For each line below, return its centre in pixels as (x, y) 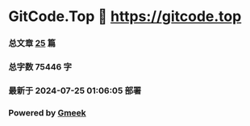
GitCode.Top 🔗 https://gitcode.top (125, 17)
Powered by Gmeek (47, 112)
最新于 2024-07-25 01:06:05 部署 (75, 90)
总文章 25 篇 (32, 44)
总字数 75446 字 (40, 67)
